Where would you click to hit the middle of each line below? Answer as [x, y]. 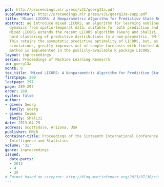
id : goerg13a [18, 64]
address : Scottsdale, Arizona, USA [41, 127]
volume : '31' [18, 146]
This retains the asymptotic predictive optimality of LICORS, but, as [84, 41]
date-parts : [22, 159]
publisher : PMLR [21, 132]
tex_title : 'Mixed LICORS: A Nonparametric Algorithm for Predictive [77, 73]
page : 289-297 [20, 86]
